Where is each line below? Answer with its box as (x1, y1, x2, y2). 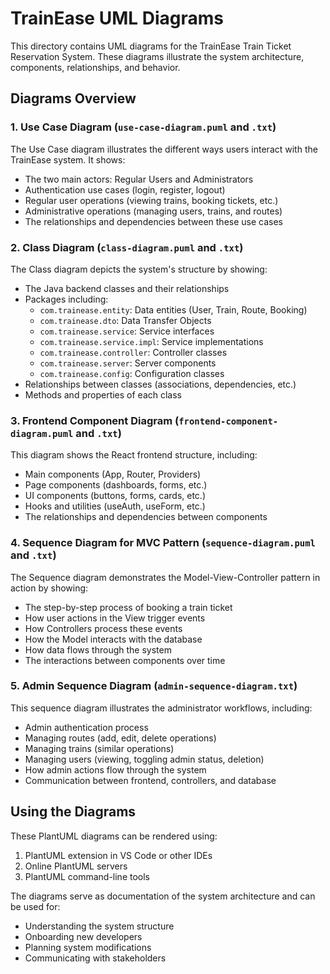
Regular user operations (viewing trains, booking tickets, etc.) (24, 194, 279, 206)
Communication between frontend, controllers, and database (24, 774, 277, 786)
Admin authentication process (24, 721, 149, 733)
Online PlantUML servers (24, 860, 128, 872)
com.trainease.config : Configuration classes (39, 367, 225, 379)
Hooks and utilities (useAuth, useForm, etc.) (24, 500, 206, 512)
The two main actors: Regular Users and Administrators (24, 173, 254, 185)
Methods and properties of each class (24, 388, 183, 401)
